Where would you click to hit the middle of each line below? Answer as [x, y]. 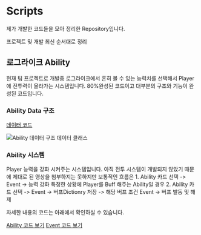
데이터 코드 [19, 125]
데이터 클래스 [72, 138]
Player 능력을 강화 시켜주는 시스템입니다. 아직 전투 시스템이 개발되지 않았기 [95, 169]
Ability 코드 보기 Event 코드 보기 [44, 225]
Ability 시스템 [26, 154]
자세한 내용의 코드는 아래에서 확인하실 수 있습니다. [65, 213]
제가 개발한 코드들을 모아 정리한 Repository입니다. [66, 28]
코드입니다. [31, 93]
